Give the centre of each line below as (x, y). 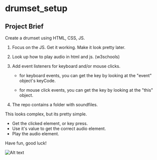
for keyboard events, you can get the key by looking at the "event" (85, 75)
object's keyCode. (37, 81)
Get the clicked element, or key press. (50, 123)
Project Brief (24, 26)
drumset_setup (36, 8)
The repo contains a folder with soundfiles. (55, 104)
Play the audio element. (36, 134)
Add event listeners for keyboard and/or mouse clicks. (66, 66)
